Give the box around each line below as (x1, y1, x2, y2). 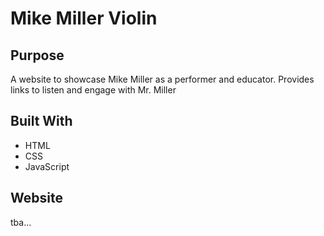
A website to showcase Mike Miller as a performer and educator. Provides (10, 73, 315, 85)
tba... (10, 216, 32, 228)
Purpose (10, 47, 65, 64)
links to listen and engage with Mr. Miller (10, 84, 177, 96)
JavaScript (24, 160, 70, 172)
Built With (10, 113, 73, 130)
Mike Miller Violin (10, 7, 158, 30)
